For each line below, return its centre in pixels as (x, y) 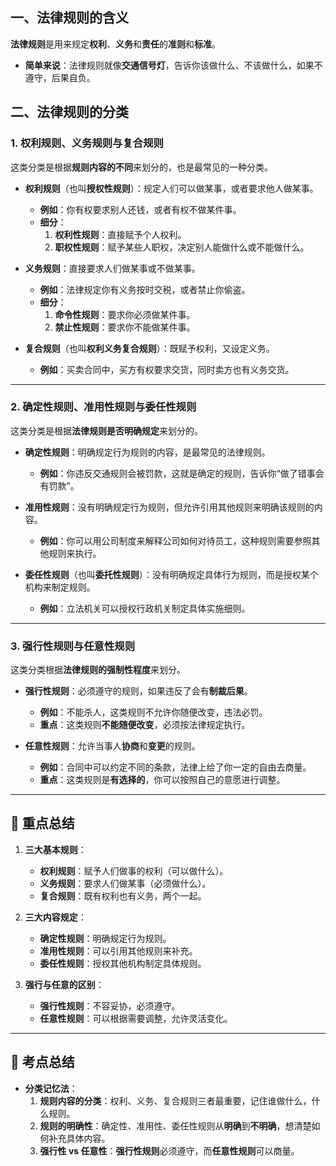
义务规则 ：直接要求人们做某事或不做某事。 (112, 268)
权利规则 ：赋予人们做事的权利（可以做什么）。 (134, 870)
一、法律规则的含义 (69, 18)
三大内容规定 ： (55, 917)
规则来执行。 (75, 553)
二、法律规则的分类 (69, 112)
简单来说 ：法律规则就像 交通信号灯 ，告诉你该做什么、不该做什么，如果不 (173, 65)
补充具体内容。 (79, 1138)
